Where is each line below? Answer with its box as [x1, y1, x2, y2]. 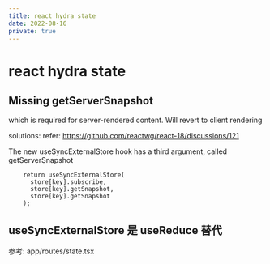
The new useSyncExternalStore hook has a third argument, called [8, 147, 228, 156]
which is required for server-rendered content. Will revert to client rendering [8, 115, 263, 126]
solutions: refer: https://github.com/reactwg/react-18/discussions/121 [8, 131, 239, 141]
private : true [8, 27, 57, 35]
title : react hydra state [8, 11, 96, 20]
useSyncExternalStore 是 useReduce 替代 [8, 224, 223, 237]
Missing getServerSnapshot [8, 94, 154, 108]
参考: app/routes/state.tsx [8, 246, 95, 256]
